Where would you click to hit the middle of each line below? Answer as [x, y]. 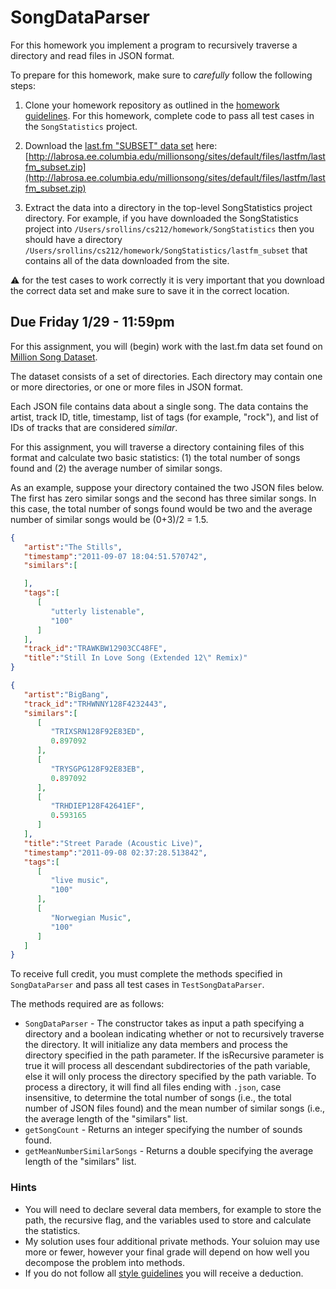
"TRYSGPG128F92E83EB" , [97, 769]
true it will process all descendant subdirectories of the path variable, [167, 1066]
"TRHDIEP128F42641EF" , [97, 806]
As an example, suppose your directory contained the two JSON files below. [167, 487]
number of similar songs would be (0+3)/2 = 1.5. [109, 519]
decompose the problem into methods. [105, 1262]
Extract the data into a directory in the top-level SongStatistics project [168, 207]
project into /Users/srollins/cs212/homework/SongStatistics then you [169, 228]
